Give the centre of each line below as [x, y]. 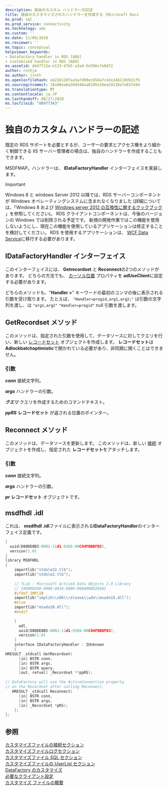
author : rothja [21, 71]
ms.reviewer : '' [22, 43]
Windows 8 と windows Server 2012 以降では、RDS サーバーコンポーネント [83, 195]
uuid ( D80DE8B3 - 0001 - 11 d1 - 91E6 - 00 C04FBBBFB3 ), [58, 546]
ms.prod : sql [19, 19]
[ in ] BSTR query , [37, 668]
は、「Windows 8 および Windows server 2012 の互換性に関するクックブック [84, 207]
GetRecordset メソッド [41, 323]
